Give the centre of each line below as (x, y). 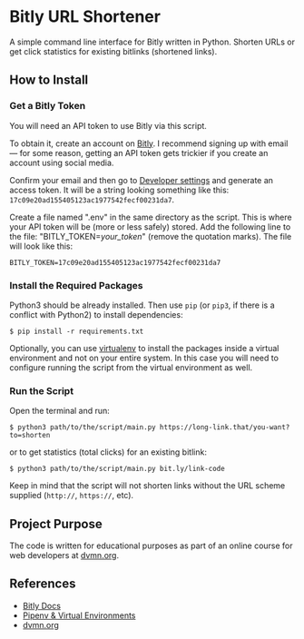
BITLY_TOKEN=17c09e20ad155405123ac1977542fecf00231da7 (115, 262)
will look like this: (41, 246)
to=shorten (30, 436)
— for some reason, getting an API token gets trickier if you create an (139, 152)
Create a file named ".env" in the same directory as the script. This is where (151, 217)
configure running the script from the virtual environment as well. (131, 367)
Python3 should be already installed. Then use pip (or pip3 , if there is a (142, 305)
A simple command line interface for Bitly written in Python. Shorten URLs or (152, 42)
